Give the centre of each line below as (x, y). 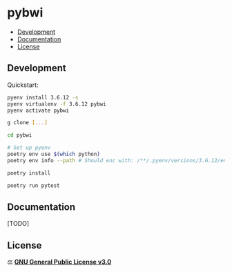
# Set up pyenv (29, 148)
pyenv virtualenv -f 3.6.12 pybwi (57, 104)
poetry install (29, 173)
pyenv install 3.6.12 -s (43, 97)
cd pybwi (20, 135)
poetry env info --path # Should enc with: (71, 160)
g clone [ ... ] (28, 123)
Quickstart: (23, 85)
